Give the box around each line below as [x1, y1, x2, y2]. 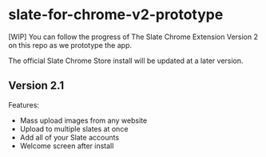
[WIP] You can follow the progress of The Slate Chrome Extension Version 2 [8, 32, 258, 41]
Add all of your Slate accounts [19, 132, 120, 142]
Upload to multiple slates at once [19, 124, 129, 133]
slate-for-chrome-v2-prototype [8, 6, 224, 24]
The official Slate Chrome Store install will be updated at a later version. [8, 56, 244, 65]
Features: [8, 100, 40, 109]
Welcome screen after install [19, 141, 114, 151]
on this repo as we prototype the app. [8, 40, 133, 49]
